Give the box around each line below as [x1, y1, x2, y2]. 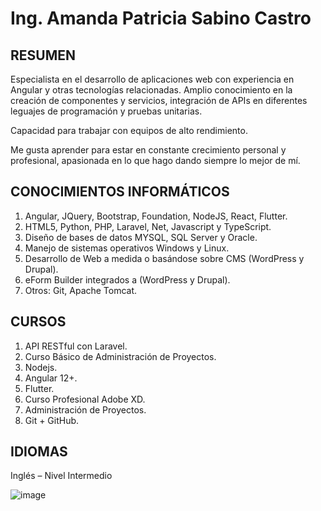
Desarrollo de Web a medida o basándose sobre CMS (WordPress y [24, 252, 305, 264]
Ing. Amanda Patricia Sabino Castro [10, 7, 312, 30]
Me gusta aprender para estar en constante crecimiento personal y [10, 144, 287, 156]
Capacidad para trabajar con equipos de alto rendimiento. [10, 125, 248, 136]
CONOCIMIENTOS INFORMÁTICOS [10, 183, 230, 201]
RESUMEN [10, 47, 76, 64]
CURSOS [10, 313, 67, 331]
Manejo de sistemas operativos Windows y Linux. [24, 242, 230, 254]
